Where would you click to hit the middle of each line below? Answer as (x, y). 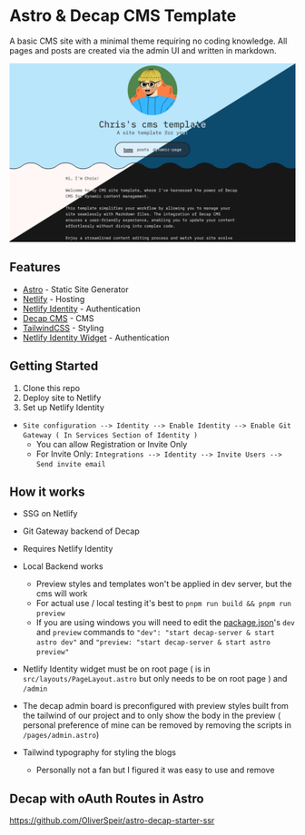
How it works (47, 491)
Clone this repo (51, 388)
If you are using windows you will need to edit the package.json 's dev (165, 623)
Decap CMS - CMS (58, 318)
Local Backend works (63, 566)
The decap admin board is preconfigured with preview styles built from (155, 706)
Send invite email (71, 464)
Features (35, 267)
